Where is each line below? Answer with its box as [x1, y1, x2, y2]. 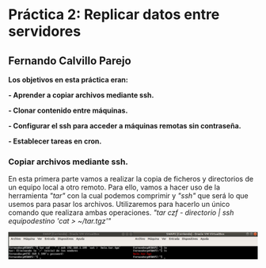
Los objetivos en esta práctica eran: [8, 75, 129, 84]
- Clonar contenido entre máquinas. [8, 105, 128, 115]
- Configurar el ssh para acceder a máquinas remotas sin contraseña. [8, 121, 241, 130]
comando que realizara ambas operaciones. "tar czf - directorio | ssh [8, 208, 234, 217]
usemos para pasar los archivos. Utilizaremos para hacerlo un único [8, 200, 230, 209]
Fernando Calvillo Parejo [8, 54, 132, 67]
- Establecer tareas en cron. [8, 136, 102, 146]
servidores [8, 22, 82, 40]
